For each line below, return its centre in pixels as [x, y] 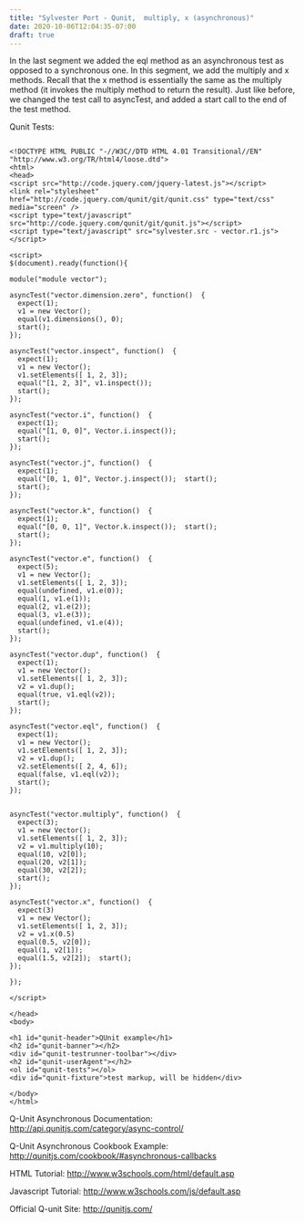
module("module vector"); [58, 279]
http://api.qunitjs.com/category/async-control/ [96, 1129]
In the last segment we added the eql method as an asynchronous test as [147, 61]
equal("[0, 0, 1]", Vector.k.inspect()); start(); [118, 527]
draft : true [32, 35]
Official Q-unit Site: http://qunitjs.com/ [81, 1209]
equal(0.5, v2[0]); [55, 942]
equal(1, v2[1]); [51, 950]
